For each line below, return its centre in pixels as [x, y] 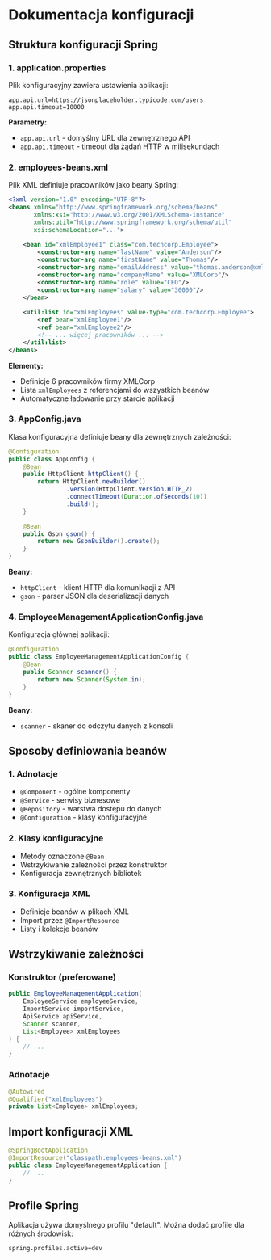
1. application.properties [57, 68]
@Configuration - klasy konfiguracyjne [83, 817]
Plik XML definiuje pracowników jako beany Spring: [94, 185]
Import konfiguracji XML [71, 1132]
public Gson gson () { [59, 534]
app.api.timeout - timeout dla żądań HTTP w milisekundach [120, 146]
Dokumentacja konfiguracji [101, 15]
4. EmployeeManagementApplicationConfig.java [106, 617]
